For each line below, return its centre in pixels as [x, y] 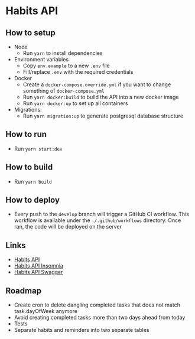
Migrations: [28, 110]
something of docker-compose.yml [64, 91]
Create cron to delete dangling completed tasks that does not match [97, 305]
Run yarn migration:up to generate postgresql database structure [103, 116]
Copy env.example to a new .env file [66, 66]
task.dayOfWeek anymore [46, 311]
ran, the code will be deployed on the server [68, 227]
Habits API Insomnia [38, 266]
